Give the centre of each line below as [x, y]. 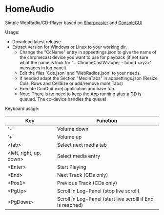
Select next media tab [82, 145]
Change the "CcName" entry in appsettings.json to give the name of [88, 52]
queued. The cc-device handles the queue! [63, 99]
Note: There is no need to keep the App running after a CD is [80, 94]
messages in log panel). [43, 68]
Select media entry [79, 156]
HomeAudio [30, 9]
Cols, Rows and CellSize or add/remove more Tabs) [71, 83]
